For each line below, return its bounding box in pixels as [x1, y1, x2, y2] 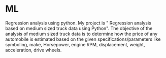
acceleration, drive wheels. [5, 47, 62, 53]
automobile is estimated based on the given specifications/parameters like [5, 36, 161, 42]
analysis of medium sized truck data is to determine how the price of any [5, 31, 158, 37]
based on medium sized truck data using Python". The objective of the [5, 25, 153, 31]
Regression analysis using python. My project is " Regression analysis [5, 20, 151, 26]
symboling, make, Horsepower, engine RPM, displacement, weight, [5, 41, 145, 47]
